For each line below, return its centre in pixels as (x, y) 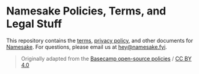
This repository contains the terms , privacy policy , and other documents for (100, 40)
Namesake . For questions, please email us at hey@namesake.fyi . (87, 47)
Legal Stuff (34, 24)
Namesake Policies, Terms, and (86, 11)
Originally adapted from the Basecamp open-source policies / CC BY (106, 58)
